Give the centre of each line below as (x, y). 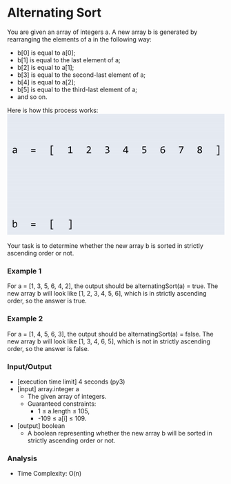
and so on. (32, 97)
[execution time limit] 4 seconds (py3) (71, 382)
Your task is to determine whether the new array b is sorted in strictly (105, 246)
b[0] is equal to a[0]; (46, 53)
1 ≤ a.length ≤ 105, (64, 411)
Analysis (22, 458)
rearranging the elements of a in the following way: (79, 39)
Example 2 (25, 319)
